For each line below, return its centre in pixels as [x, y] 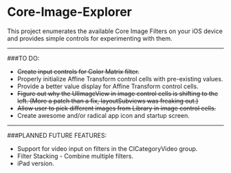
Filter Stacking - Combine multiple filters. [75, 156]
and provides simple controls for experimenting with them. [90, 38]
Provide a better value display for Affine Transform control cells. [108, 86]
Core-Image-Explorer [69, 12]
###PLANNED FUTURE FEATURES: [57, 135]
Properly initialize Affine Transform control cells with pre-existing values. [120, 79]
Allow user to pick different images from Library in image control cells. [117, 108]
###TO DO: [23, 58]
